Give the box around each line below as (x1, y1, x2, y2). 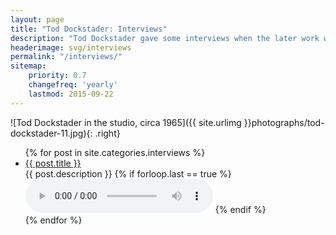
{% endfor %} (24, 214, 83, 226)
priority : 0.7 (28, 71, 87, 81)
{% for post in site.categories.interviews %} (24, 146, 206, 158)
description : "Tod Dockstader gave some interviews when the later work (10, 33, 320, 43)
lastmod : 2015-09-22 (28, 89, 114, 99)
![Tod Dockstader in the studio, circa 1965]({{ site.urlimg (10, 116, 242, 128)
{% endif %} (214, 203, 267, 215)
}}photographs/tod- (243, 116, 325, 128)
